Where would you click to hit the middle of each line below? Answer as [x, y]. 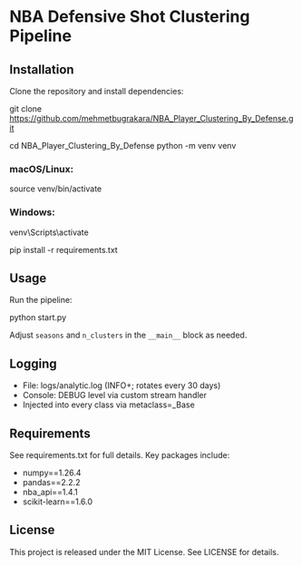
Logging [33, 363]
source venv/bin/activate [56, 189]
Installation [42, 69]
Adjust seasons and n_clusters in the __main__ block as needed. [128, 335]
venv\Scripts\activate [49, 232]
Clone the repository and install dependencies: [97, 91]
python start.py [38, 317]
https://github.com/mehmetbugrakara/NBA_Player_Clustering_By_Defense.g [151, 118]
